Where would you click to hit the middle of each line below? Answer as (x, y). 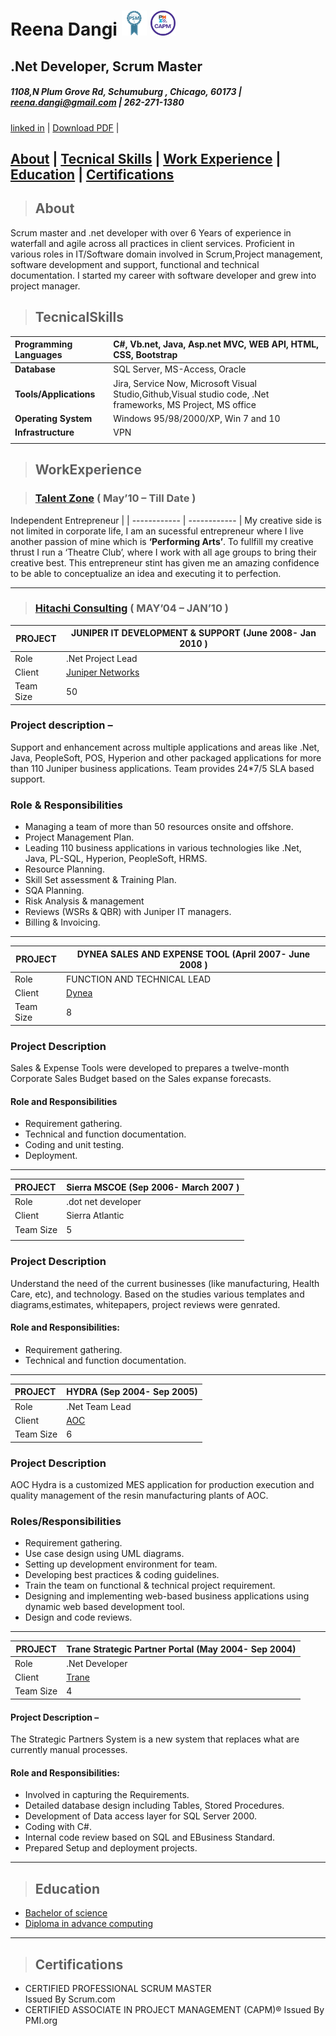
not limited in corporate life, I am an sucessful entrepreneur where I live (157, 531)
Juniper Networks (102, 672)
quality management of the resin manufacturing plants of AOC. (139, 1495)
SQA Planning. (54, 891)
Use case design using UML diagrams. (104, 1554)
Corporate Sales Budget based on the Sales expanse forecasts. (141, 1079)
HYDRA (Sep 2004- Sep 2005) (132, 1392)
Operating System (53, 418)
